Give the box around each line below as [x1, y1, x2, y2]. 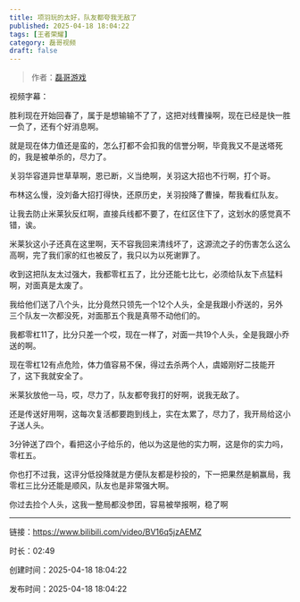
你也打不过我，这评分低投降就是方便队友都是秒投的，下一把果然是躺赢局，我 [9, 469, 291, 479]
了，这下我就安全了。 [9, 370, 87, 381]
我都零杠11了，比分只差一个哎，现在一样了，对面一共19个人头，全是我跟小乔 [9, 329, 290, 340]
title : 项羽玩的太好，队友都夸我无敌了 [9, 13, 137, 22]
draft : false [9, 47, 58, 55]
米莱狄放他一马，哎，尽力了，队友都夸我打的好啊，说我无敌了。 [9, 390, 244, 401]
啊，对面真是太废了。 [9, 280, 87, 291]
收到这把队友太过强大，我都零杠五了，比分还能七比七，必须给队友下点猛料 [9, 269, 283, 280]
